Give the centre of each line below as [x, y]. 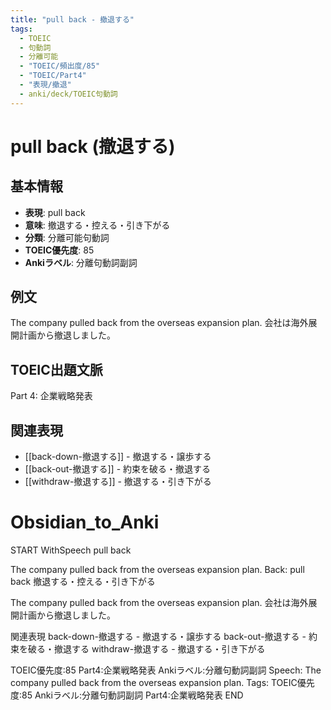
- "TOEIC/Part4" [53, 76]
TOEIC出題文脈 [56, 369]
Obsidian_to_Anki [85, 522]
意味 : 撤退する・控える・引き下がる [97, 225]
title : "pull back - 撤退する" [72, 19]
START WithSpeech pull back [71, 550]
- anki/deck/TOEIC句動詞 [68, 94]
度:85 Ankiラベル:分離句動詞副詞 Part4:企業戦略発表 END [127, 695]
